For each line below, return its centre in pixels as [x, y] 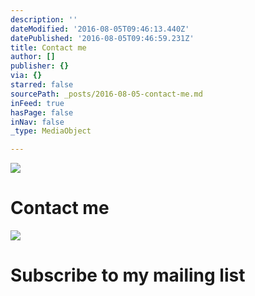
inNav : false [37, 122]
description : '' [44, 19]
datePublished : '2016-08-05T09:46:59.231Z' [102, 38]
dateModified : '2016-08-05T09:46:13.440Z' [100, 29]
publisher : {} [40, 66]
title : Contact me [48, 47]
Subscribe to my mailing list [128, 275]
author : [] [33, 57]
